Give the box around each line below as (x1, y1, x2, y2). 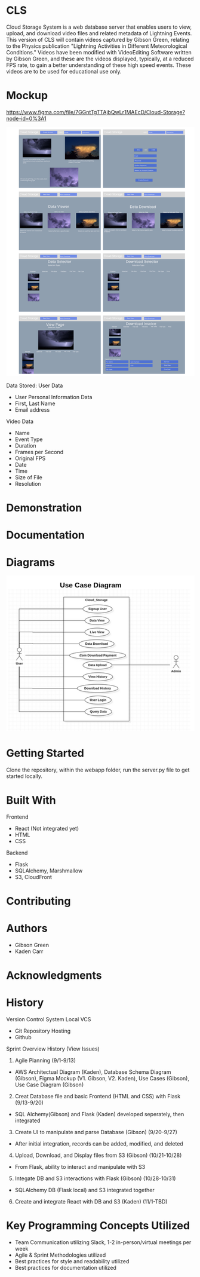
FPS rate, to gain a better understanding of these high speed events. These (6, 61, 192, 69)
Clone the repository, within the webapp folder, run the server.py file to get (6, 766, 190, 773)
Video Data (6, 418, 34, 425)
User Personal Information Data (14, 393, 93, 400)
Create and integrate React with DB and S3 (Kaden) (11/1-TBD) (14, 1198, 168, 1205)
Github (14, 1034, 32, 1041)
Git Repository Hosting (14, 1027, 71, 1034)
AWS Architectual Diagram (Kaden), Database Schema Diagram (14, 1068, 171, 1076)
